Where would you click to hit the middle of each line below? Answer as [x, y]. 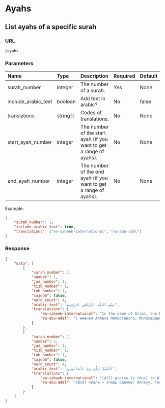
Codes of [91, 113]
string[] [66, 116]
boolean [66, 102]
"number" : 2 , [44, 341]
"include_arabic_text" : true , [45, 227]
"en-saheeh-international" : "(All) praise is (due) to [97, 378]
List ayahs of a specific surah [51, 27]
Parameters [19, 63]
